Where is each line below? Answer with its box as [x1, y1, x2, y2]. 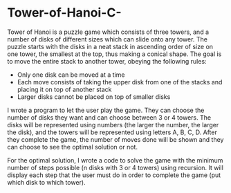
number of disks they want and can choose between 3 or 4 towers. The [7, 113, 212, 122]
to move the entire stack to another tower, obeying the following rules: [7, 57, 207, 65]
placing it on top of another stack [17, 85, 112, 93]
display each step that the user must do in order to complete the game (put [7, 171, 221, 179]
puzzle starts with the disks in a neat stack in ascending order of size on [7, 42, 213, 50]
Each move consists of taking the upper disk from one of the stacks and [17, 77, 223, 86]
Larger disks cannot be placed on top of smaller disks [17, 92, 171, 101]
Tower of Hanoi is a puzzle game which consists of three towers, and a [7, 28, 210, 36]
